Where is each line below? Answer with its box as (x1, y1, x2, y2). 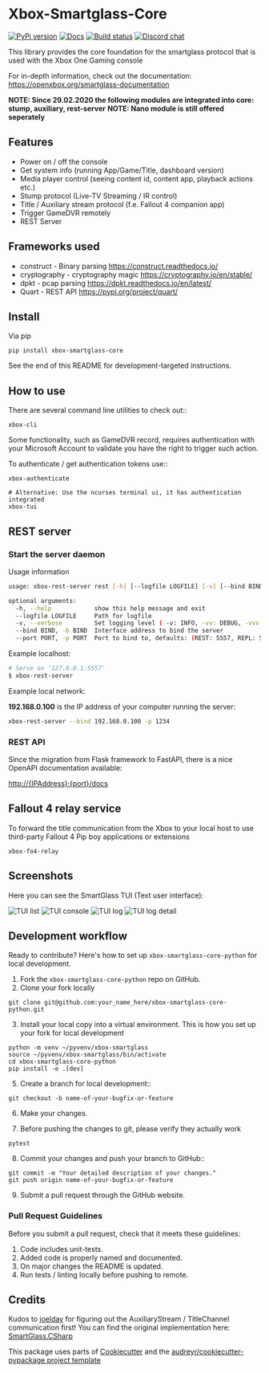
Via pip (8, 331, 32, 341)
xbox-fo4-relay (8, 847, 59, 855)
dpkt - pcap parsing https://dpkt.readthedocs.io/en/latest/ (19, 278, 212, 287)
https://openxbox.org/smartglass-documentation (8, 79, 170, 89)
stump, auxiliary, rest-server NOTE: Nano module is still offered (8, 104, 224, 113)
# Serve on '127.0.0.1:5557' (8, 664, 106, 672)
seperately (8, 112, 46, 121)
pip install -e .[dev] (8, 1065, 84, 1073)
